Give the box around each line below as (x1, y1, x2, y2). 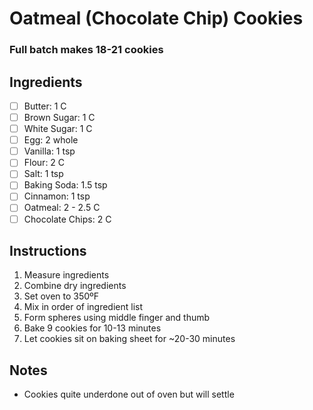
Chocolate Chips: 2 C (23, 213, 112, 225)
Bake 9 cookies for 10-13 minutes (23, 322, 162, 334)
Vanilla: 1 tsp (23, 145, 76, 157)
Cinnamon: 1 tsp (23, 190, 91, 202)
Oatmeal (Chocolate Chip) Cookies (9, 7, 304, 30)
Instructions (9, 243, 87, 259)
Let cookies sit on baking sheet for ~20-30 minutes (23, 333, 236, 345)
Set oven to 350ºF (23, 290, 100, 302)
